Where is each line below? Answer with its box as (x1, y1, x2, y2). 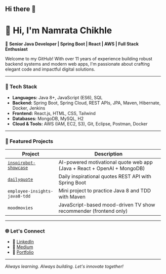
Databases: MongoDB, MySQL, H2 (12, 116, 84, 121)
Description (94, 150, 123, 157)
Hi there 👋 (5, 5, 36, 13)
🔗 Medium (12, 244, 34, 250)
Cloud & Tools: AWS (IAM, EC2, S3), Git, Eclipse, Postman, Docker (12, 120, 148, 126)
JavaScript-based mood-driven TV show (58, 201, 156, 208)
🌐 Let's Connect (5, 228, 45, 235)
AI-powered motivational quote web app (58, 158, 153, 165)
